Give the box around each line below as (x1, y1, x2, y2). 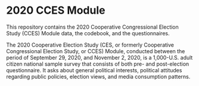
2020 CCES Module (6, 4, 105, 17)
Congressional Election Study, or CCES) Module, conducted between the (6, 47, 185, 54)
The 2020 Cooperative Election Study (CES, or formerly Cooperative (6, 41, 175, 48)
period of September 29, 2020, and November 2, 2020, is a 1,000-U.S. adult (6, 54, 193, 61)
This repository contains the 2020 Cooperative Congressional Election (6, 23, 179, 30)
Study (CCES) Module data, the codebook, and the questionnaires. (6, 29, 170, 36)
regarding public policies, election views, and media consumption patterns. (6, 73, 191, 80)
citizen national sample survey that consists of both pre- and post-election (6, 60, 189, 67)
